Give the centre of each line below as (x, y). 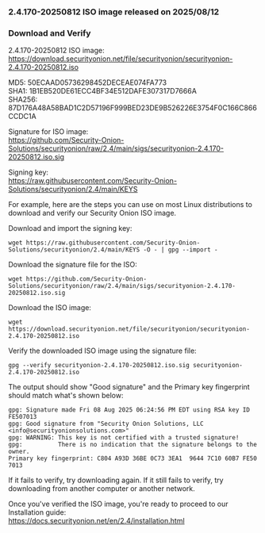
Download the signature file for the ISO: (73, 265)
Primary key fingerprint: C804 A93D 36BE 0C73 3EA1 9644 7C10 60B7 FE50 (133, 458)
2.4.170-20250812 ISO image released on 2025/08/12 (114, 12)
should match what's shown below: (66, 396)
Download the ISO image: (50, 308)
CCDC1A (23, 117)
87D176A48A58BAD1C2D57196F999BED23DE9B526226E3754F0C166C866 (133, 108)
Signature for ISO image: (48, 132)
